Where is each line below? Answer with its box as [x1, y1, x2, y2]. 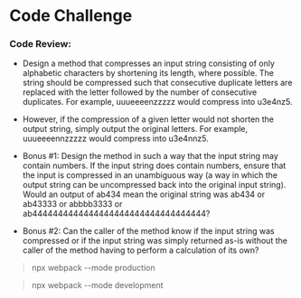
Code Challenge [9, 5, 133, 26]
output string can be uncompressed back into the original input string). [22, 180, 287, 191]
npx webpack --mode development [31, 280, 165, 291]
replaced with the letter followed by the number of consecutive [22, 87, 258, 98]
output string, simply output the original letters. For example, [22, 124, 249, 135]
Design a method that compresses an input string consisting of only [22, 58, 276, 69]
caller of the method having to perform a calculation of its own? [22, 245, 259, 256]
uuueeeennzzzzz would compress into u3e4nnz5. [22, 133, 210, 144]
